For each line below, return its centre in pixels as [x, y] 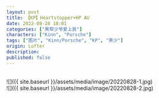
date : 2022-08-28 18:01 [37, 23]
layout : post [23, 12]
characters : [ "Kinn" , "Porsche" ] [49, 35]
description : [23, 52]
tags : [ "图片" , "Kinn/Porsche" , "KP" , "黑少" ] [65, 40]
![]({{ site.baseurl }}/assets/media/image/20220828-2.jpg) [80, 88]
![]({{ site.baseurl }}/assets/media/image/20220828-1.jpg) [79, 81]
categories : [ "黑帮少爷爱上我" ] [44, 29]
